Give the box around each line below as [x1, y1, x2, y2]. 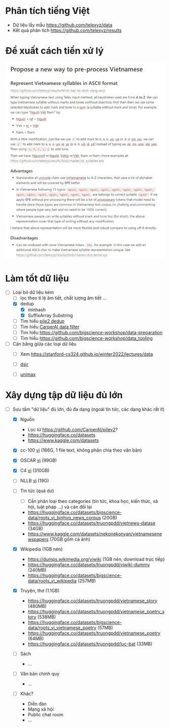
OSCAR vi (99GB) [20, 457, 57, 464]
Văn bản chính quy [20, 670, 60, 677]
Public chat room [27, 711, 63, 717]
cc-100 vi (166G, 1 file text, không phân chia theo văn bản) [20, 447, 142, 454]
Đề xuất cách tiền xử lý [5, 45, 104, 57]
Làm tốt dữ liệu [5, 272, 70, 284]
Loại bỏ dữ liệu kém [12, 289, 54, 295]
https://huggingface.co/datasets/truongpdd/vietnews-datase [27, 520, 156, 526]
